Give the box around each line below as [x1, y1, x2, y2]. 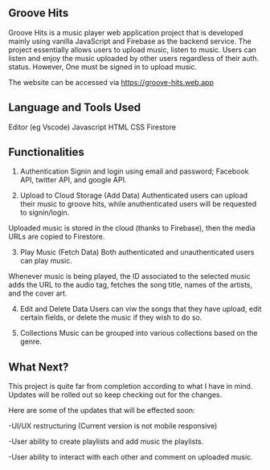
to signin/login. [19, 208, 70, 218]
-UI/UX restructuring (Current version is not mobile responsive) [8, 421, 218, 431]
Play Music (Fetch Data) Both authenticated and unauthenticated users [19, 247, 255, 257]
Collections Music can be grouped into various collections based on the [19, 329, 258, 338]
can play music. [19, 256, 72, 266]
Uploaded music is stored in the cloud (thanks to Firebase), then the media [8, 223, 256, 233]
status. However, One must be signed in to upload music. [8, 62, 198, 72]
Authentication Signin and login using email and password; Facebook [19, 166, 249, 176]
